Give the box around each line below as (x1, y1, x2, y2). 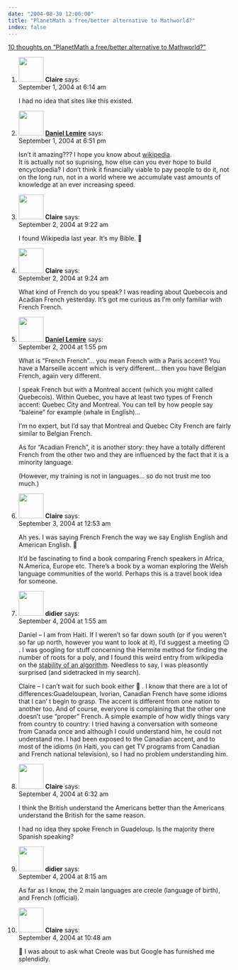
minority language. (18, 458, 74, 467)
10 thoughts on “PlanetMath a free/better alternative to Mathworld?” (8, 43, 206, 52)
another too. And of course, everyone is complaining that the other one (18, 705, 226, 713)
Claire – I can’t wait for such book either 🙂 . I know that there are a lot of (18, 682, 228, 690)
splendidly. (18, 955, 50, 964)
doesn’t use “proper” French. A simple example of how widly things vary (18, 712, 230, 721)
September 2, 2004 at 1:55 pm (18, 343, 108, 351)
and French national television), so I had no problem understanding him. (18, 750, 229, 759)
